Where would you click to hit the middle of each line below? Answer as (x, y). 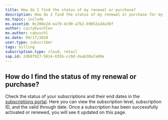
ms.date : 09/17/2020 (27, 38)
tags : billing (20, 47)
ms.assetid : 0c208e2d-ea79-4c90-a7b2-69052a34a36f (59, 24)
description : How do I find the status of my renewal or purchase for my (84, 14)
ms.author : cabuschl (27, 33)
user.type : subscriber (29, 42)
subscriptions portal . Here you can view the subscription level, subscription (83, 102)
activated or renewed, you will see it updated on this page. (66, 112)
